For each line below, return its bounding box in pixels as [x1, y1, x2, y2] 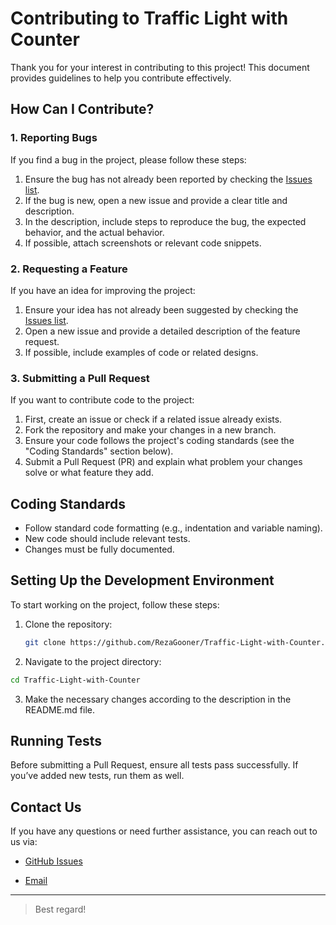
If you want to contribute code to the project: [10, 394, 195, 406]
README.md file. [24, 703, 96, 716]
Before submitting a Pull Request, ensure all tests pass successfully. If [10, 759, 299, 771]
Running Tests [10, 732, 102, 749]
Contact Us [10, 798, 82, 816]
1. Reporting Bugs [10, 131, 98, 145]
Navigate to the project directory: [24, 655, 162, 667]
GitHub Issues [24, 855, 83, 867]
